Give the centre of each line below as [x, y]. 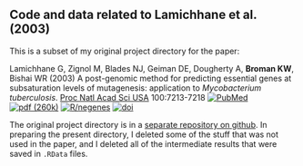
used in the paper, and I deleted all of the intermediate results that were [143, 143]
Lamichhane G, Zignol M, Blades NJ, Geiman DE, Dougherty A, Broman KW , [151, 68]
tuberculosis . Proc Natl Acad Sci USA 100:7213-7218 [108, 97]
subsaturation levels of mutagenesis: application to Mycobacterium [136, 88]
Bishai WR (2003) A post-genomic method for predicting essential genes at [151, 78]
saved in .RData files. [49, 153]
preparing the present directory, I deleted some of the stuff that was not [144, 134]
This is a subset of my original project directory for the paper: [125, 51]
